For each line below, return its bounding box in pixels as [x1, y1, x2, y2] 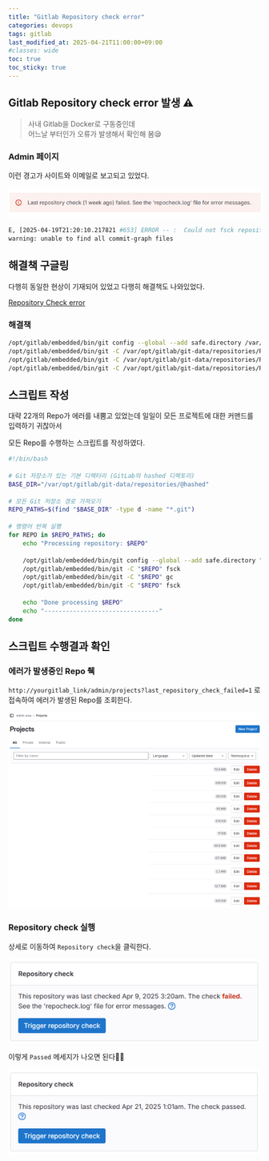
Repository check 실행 [8, 922, 96, 933]
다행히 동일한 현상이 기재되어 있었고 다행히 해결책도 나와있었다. [8, 281, 206, 291]
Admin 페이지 [8, 151, 59, 162]
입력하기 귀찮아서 [8, 421, 62, 431]
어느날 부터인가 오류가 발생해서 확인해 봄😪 [27, 129, 162, 139]
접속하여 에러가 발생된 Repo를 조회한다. [8, 695, 132, 705]
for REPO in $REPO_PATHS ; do [8, 531, 106, 540]
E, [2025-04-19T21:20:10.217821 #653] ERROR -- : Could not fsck [8, 227, 235, 235]
